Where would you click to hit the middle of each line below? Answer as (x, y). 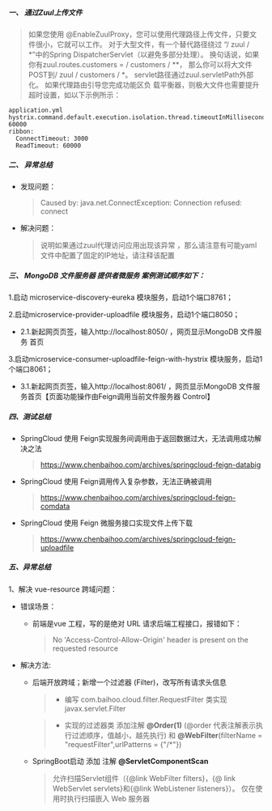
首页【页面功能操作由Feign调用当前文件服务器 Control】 (121, 396)
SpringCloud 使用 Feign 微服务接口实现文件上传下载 (106, 523)
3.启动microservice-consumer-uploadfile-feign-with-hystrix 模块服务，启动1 (136, 359)
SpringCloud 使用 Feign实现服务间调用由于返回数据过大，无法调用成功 (137, 438)
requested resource (85, 648)
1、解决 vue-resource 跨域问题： (63, 589)
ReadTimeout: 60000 (49, 146)
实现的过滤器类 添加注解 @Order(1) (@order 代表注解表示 (160, 725)
